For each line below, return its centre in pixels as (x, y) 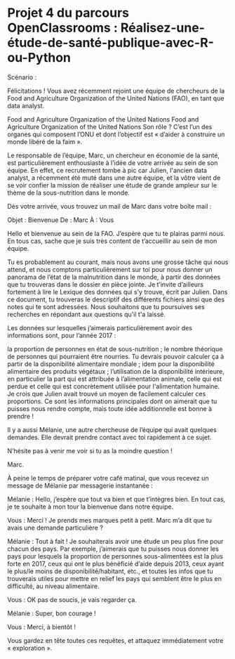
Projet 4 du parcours (68, 13)
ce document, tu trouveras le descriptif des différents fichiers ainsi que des (116, 299)
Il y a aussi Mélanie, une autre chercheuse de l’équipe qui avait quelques (112, 429)
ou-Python (39, 58)
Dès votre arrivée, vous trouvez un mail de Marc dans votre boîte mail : (109, 206)
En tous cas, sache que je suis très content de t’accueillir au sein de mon (112, 241)
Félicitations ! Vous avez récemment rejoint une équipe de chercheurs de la (116, 91)
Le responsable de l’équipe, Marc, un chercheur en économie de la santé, (113, 155)
